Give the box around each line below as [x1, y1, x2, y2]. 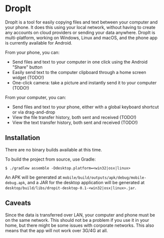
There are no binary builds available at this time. [5, 146, 102, 152]
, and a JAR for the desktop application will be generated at [25, 179, 145, 185]
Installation [5, 134, 40, 142]
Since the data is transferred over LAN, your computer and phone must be [5, 212, 156, 218]
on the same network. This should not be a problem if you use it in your [5, 217, 149, 223]
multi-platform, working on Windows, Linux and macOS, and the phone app [5, 35, 158, 41]
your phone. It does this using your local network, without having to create [5, 24, 156, 30]
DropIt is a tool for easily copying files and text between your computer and [5, 19, 158, 25]
